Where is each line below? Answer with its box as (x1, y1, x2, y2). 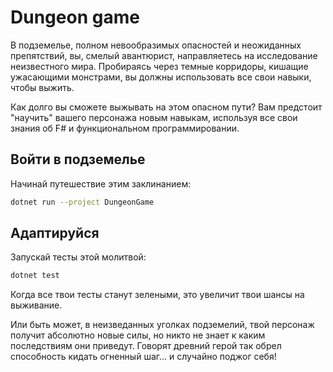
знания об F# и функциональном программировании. (10, 122, 240, 134)
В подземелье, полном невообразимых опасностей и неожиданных (10, 39, 302, 51)
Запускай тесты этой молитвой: (10, 251, 147, 263)
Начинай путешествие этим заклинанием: (10, 177, 192, 190)
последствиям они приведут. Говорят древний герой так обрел (10, 340, 282, 352)
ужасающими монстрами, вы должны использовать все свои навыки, (10, 71, 312, 83)
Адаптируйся (10, 225, 100, 242)
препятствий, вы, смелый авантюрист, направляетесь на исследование (10, 49, 318, 61)
